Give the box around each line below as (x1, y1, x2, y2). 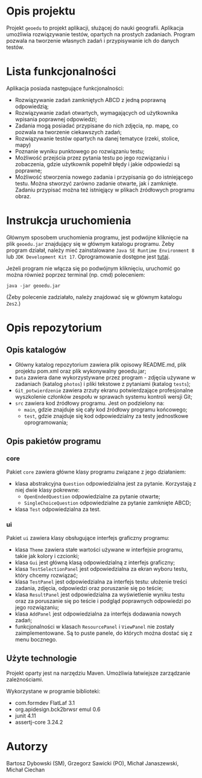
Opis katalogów (6, 345, 66, 355)
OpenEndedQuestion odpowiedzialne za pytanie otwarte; (24, 492, 161, 500)
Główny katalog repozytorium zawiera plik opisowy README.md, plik (14, 361, 187, 368)
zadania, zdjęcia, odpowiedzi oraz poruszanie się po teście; (14, 584, 164, 591)
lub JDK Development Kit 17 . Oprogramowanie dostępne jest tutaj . (6, 252, 170, 260)
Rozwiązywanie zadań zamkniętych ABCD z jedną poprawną (14, 96, 166, 103)
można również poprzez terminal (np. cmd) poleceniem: (6, 271, 145, 278)
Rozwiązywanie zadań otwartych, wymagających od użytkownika (14, 109, 178, 116)
